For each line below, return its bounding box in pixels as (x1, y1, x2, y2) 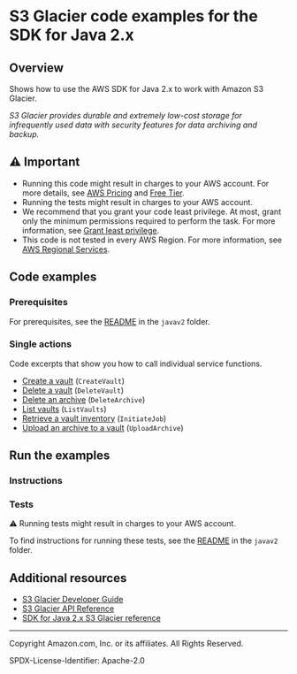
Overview (9, 60, 65, 75)
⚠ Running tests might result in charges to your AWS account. (9, 518, 237, 529)
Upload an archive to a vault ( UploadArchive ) (21, 422, 184, 433)
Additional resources (9, 571, 127, 586)
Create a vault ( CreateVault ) (21, 375, 126, 386)
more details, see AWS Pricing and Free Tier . (21, 188, 185, 198)
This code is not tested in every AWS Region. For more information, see (21, 234, 283, 245)
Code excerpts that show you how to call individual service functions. (9, 358, 263, 369)
